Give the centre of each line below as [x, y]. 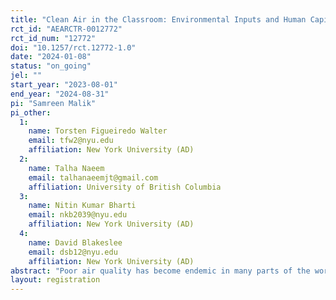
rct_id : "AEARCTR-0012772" [66, 29]
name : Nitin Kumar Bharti [82, 206]
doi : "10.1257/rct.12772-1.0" [73, 47]
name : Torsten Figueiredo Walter [98, 131]
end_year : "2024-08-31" [60, 94]
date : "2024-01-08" [51, 57]
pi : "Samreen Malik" [53, 103]
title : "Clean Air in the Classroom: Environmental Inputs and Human [158, 19]
